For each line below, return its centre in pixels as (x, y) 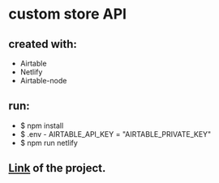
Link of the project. (57, 168)
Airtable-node (43, 81)
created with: (43, 44)
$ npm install (42, 126)
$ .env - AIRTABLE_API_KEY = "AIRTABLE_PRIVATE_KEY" (116, 134)
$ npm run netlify (49, 143)
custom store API (68, 14)
